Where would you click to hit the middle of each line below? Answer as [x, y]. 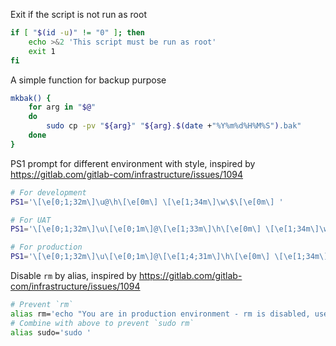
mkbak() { [31, 98]
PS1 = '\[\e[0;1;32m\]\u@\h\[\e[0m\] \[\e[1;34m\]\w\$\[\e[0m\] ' [147, 202]
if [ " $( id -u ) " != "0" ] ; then [77, 33]
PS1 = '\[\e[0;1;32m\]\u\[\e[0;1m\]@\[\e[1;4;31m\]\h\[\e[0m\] [140, 257]
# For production [46, 247]
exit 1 [42, 51]
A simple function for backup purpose [88, 80]
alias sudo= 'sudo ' [51, 332]
